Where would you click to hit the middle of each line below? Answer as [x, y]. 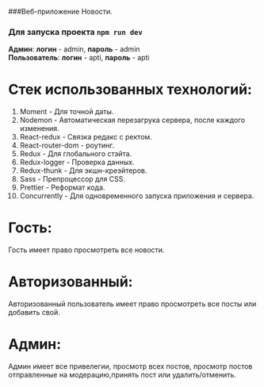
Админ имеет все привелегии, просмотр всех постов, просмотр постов [130, 366]
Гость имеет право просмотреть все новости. [86, 250]
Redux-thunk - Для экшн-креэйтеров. [83, 171]
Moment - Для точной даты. [67, 112]
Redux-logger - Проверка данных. [77, 163]
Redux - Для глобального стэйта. [76, 154]
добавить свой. [34, 312]
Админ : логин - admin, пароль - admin [74, 49]
